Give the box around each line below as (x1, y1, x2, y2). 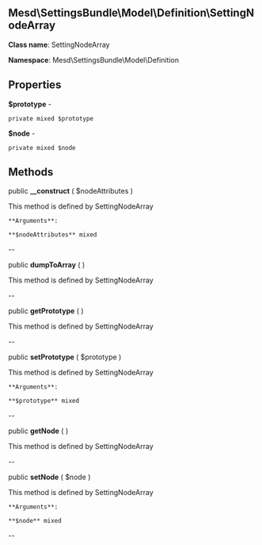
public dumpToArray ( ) (8, 260, 85, 270)
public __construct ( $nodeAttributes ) (8, 186, 133, 196)
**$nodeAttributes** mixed (8, 231, 97, 239)
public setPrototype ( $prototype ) (8, 352, 122, 362)
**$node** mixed (8, 517, 62, 525)
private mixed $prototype (8, 114, 93, 122)
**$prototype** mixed (8, 397, 80, 405)
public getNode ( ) (8, 426, 69, 436)
